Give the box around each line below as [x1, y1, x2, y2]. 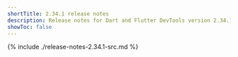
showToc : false [7, 23, 52, 30]
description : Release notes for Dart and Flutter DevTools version [7, 17, 211, 24]
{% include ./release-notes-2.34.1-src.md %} [7, 43, 139, 51]
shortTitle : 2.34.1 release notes [7, 10, 110, 18]
